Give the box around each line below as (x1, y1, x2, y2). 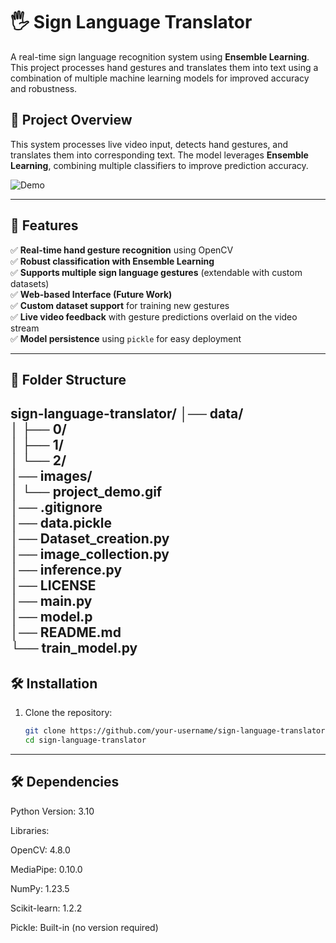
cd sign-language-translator (24, 735, 147, 746)
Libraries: (10, 824, 50, 836)
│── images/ (10, 468, 93, 485)
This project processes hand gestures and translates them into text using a (10, 61, 319, 73)
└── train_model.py (10, 640, 138, 657)
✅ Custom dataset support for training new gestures (10, 299, 230, 311)
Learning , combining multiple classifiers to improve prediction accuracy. (10, 159, 309, 171)
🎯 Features (10, 217, 79, 234)
